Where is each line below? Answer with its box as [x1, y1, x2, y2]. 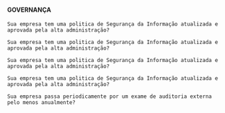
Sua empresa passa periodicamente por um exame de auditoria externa [7, 93, 213, 100]
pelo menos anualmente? [7, 99, 76, 106]
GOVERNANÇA [7, 6, 52, 14]
